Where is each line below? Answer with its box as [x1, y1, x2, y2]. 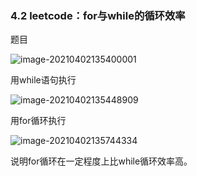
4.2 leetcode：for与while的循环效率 [10, 8, 186, 22]
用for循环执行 [10, 115, 67, 127]
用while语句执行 [10, 74, 77, 86]
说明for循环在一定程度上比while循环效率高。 [10, 155, 193, 167]
